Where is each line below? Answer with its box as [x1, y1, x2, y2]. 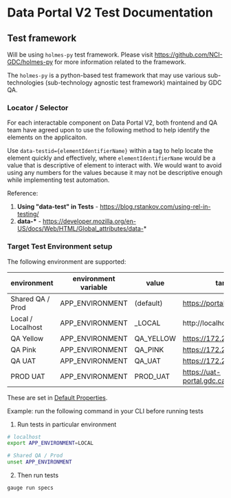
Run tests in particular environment [16, 420, 117, 428]
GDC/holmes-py [7, 58, 54, 66]
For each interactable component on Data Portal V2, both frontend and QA [7, 118, 218, 127]
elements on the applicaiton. [7, 133, 88, 142]
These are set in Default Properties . [7, 393, 108, 402]
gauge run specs [7, 484, 54, 492]
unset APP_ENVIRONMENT [7, 459, 72, 466]
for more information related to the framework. [54, 58, 187, 66]
